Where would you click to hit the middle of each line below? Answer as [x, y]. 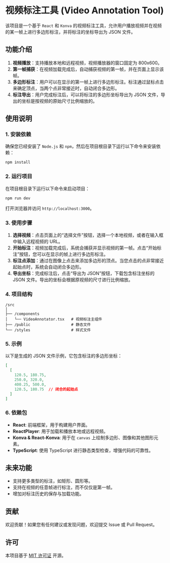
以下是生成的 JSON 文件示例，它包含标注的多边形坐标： [64, 356]
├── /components [22, 314]
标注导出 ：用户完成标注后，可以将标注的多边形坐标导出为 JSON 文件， [87, 94]
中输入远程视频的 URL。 [38, 241]
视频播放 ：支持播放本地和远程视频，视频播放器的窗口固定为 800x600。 [87, 63]
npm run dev [18, 198]
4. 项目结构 [19, 294]
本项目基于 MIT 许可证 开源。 [36, 555]
